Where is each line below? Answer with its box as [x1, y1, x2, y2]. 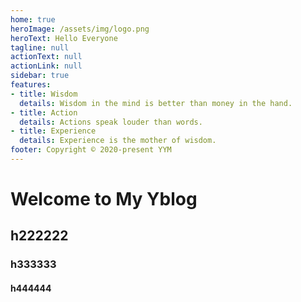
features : [10, 80, 52, 90]
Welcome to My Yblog [10, 188, 198, 211]
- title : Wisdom [10, 89, 78, 99]
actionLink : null [10, 61, 83, 71]
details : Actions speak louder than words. [19, 117, 203, 127]
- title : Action [10, 107, 78, 118]
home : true [10, 14, 56, 25]
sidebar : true [10, 71, 70, 81]
